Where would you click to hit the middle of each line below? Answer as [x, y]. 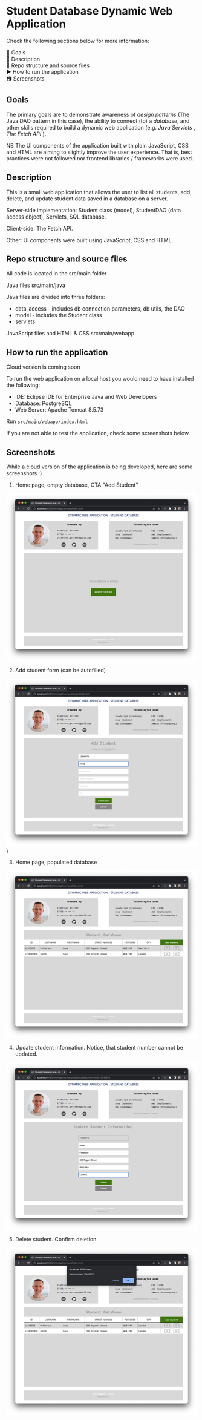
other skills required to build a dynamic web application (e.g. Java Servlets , [101, 127]
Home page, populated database [56, 862]
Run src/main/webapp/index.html [47, 421]
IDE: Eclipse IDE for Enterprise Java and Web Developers [86, 397]
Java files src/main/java [36, 285]
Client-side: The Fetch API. [40, 228]
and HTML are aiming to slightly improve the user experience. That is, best [99, 152]
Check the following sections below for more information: [78, 41]
